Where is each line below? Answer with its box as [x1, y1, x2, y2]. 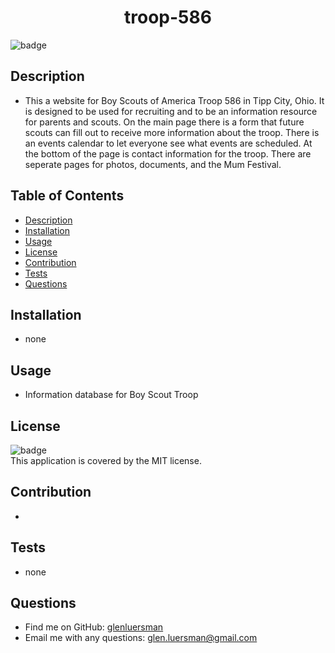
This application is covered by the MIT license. [10, 455, 202, 466]
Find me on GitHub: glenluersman [24, 621, 164, 633]
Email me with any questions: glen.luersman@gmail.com [24, 632, 258, 644]
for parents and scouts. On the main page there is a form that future [24, 116, 305, 128]
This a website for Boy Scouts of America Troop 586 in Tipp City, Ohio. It [24, 94, 325, 106]
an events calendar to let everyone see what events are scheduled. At [24, 137, 313, 149]
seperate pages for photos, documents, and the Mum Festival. [24, 158, 282, 170]
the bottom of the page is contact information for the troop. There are [24, 147, 312, 160]
